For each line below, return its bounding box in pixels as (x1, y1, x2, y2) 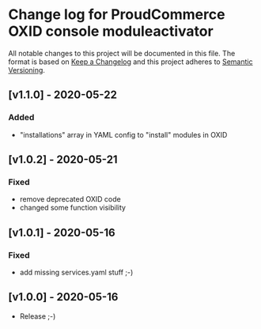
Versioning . (8, 65, 46, 74)
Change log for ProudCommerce (8, 6, 225, 24)
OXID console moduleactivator (8, 22, 214, 40)
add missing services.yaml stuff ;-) (19, 267, 134, 277)
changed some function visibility (19, 203, 127, 213)
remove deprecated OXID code (19, 195, 121, 204)
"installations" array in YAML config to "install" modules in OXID (19, 130, 228, 139)
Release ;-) (19, 311, 56, 321)
